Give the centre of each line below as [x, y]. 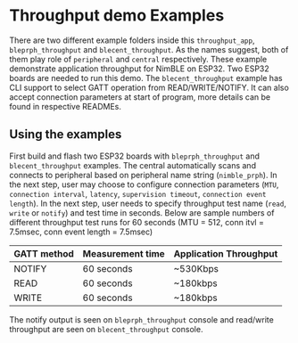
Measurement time [124, 253]
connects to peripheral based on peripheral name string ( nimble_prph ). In [143, 175]
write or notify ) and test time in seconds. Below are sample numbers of [142, 212]
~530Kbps [196, 268]
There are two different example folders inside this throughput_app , [132, 40]
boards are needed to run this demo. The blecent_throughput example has [146, 78]
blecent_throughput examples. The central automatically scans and [133, 165]
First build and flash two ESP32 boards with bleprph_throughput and [135, 156]
